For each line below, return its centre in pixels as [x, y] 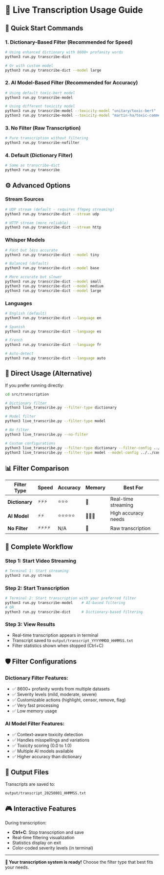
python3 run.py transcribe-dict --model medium [54, 286]
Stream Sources [24, 199]
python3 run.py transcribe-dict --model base [52, 268]
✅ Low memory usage [34, 711]
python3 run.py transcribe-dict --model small [53, 282]
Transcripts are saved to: [30, 784]
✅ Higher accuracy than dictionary [47, 756]
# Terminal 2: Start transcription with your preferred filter [71, 598]
